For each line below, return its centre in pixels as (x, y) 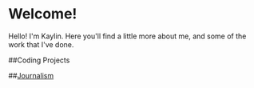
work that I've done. (41, 44)
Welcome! (43, 14)
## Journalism (31, 75)
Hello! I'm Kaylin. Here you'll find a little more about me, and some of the (127, 36)
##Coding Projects (39, 60)
